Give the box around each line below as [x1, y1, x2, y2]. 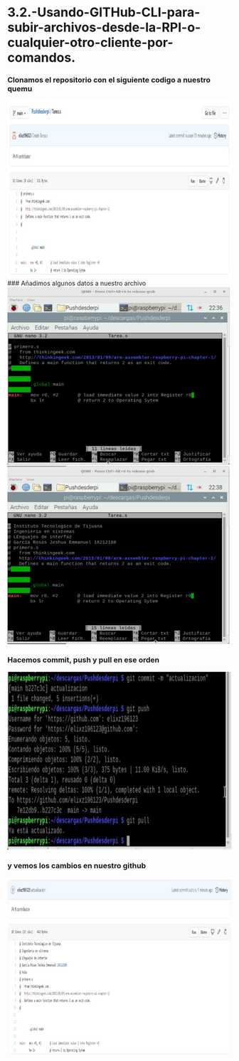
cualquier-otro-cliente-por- [7, 35, 174, 50]
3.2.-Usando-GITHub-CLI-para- [7, 4, 201, 21]
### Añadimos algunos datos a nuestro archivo [7, 279, 147, 288]
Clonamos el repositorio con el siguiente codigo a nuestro [7, 75, 211, 85]
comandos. [7, 50, 76, 66]
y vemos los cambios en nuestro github [7, 860, 147, 870]
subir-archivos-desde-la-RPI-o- [7, 19, 201, 36]
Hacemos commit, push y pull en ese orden [7, 655, 160, 665]
